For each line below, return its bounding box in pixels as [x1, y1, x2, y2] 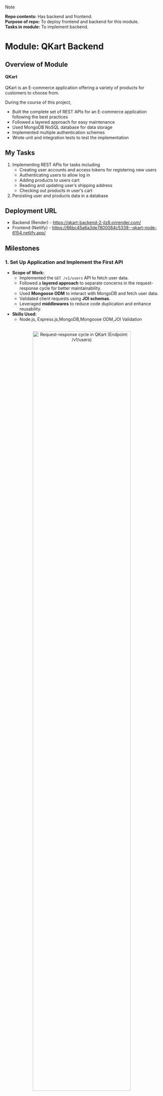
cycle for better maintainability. [39, 285, 101, 291]
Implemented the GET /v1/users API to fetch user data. [19, 275, 129, 281]
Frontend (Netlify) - [12, 225, 51, 231]
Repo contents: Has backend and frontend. [5, 14, 92, 19]
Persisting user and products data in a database [12, 192, 109, 199]
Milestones [5, 244, 40, 252]
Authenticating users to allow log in [19, 172, 90, 178]
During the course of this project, [5, 99, 72, 105]
